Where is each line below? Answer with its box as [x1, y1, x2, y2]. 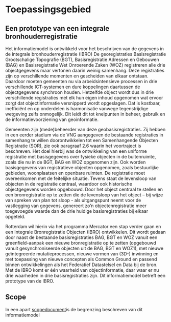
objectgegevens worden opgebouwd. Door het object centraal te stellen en [5, 186, 163, 192]
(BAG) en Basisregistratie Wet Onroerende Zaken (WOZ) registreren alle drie [5, 62, 166, 68]
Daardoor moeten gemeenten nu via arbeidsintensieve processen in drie [5, 78, 157, 84]
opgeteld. [5, 214, 26, 219]
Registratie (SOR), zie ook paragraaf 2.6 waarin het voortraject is [5, 143, 141, 149]
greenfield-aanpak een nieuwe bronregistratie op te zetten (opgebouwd [5, 240, 157, 246]
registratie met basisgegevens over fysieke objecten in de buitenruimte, [5, 154, 156, 159]
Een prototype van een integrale [5, 24, 110, 33]
